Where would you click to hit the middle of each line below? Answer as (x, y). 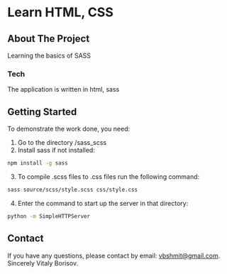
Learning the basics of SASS (49, 55)
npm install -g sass (38, 163)
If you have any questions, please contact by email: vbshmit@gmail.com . (114, 256)
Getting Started (42, 112)
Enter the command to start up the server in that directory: (103, 203)
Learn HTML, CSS (60, 12)
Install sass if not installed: (56, 150)
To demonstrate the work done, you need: (69, 129)
